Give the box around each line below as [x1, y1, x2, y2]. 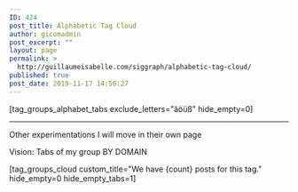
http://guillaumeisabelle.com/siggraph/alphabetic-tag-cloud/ [17, 63, 252, 72]
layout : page [9, 46, 58, 55]
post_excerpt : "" [9, 37, 74, 47]
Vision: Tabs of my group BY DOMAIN [9, 146, 148, 156]
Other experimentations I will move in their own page [9, 129, 202, 140]
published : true [9, 71, 69, 80]
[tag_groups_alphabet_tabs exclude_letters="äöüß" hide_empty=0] [9, 103, 254, 114]
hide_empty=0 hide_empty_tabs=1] [9, 172, 137, 183]
